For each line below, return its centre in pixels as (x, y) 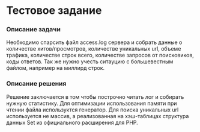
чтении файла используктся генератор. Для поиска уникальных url (92, 110)
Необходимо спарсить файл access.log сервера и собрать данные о (94, 42)
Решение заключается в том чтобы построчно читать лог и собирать (95, 96)
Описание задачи (34, 30)
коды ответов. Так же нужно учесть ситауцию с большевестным (90, 61)
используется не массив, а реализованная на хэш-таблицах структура (98, 116)
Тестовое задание (54, 11)
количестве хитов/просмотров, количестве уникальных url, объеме (94, 49)
